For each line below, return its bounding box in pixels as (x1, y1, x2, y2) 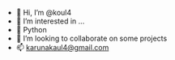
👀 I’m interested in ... (15, 16, 85, 26)
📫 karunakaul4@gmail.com (15, 43, 109, 52)
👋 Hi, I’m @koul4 (15, 8, 72, 17)
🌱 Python (15, 25, 47, 34)
